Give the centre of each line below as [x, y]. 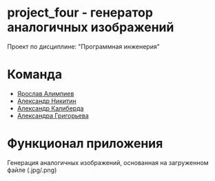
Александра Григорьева [53, 115]
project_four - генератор [80, 13]
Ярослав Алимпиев [45, 93]
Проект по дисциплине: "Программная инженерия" [83, 46]
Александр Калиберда [50, 108]
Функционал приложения [85, 144]
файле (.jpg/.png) [32, 170]
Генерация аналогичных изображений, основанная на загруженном [108, 162]
